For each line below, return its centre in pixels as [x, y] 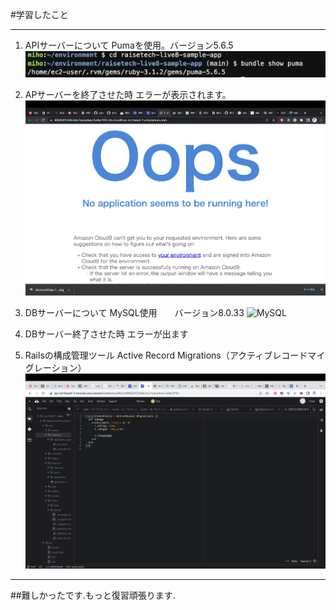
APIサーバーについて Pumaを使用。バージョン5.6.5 [129, 45]
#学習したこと [39, 14]
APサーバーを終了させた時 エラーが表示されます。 [128, 94]
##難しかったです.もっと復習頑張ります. [93, 595]
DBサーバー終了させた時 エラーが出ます [106, 334]
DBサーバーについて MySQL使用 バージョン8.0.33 [134, 312]
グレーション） [55, 367]
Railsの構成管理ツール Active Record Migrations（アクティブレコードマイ [175, 355]
